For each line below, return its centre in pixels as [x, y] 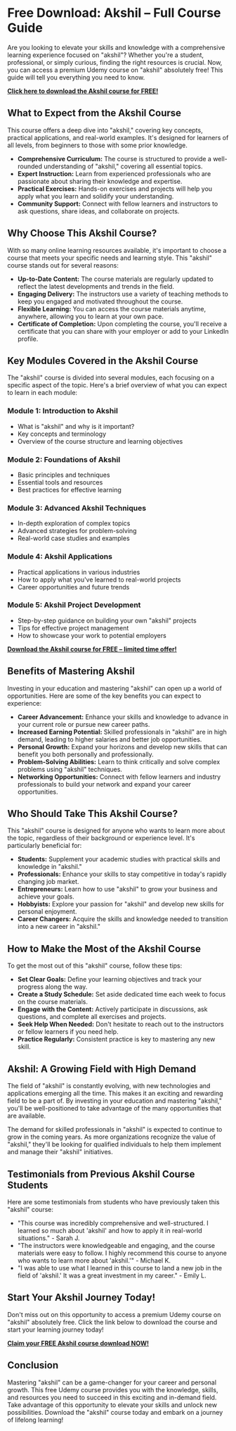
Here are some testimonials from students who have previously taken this [113, 1201]
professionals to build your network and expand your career [104, 784]
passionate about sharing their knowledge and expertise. [100, 181]
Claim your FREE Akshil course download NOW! [78, 1343]
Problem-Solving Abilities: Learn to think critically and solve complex [119, 761]
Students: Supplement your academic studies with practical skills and [119, 859]
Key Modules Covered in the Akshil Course [103, 361]
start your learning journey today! [55, 1330]
